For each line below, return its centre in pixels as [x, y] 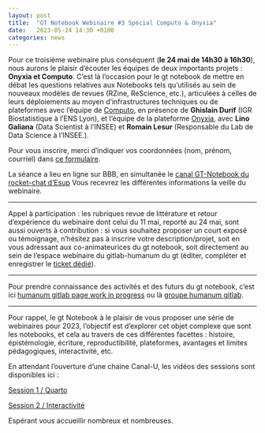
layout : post [30, 15]
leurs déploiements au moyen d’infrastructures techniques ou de [113, 102]
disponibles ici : [34, 375]
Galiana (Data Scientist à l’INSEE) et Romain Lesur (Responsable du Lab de [131, 127]
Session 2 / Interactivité [47, 405]
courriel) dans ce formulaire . [54, 159]
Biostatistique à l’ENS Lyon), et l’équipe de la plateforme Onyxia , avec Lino [129, 118]
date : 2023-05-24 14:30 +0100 [61, 30]
